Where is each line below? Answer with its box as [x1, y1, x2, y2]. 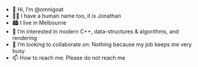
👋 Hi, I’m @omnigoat [12, 6, 64, 13]
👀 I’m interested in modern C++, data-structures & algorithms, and [12, 28, 179, 35]
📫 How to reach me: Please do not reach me [12, 54, 126, 61]
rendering [12, 34, 37, 41]
